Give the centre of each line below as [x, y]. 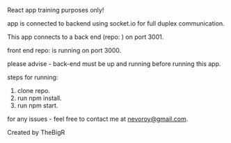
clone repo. [34, 91]
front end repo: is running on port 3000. [64, 50]
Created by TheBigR [36, 132]
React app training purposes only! [56, 10]
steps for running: [33, 77]
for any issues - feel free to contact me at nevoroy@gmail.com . [98, 119]
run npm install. [39, 98]
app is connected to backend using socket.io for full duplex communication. [116, 23]
